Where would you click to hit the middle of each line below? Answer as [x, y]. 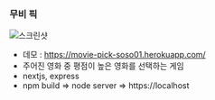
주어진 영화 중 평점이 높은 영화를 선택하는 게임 [103, 66]
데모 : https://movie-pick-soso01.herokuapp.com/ [114, 55]
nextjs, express [51, 76]
